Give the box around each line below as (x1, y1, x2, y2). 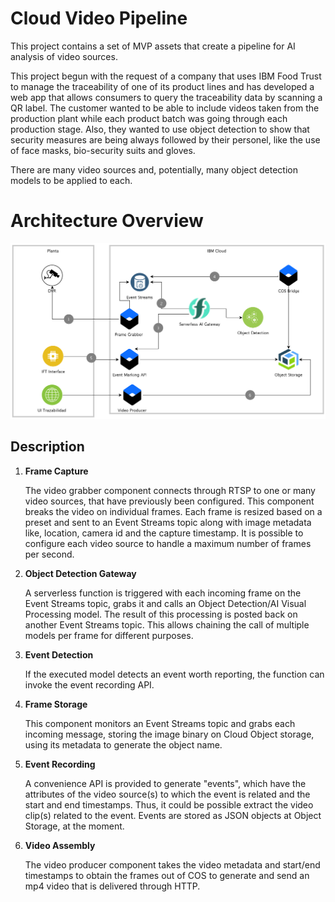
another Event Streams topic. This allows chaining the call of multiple (24, 618, 310, 631)
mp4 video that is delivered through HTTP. (24, 880, 201, 892)
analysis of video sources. (10, 50, 118, 62)
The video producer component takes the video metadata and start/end (24, 858, 321, 871)
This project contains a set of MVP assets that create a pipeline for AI (10, 40, 296, 52)
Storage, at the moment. (24, 820, 125, 832)
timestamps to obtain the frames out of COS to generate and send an (24, 869, 310, 881)
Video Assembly (24, 839, 96, 851)
